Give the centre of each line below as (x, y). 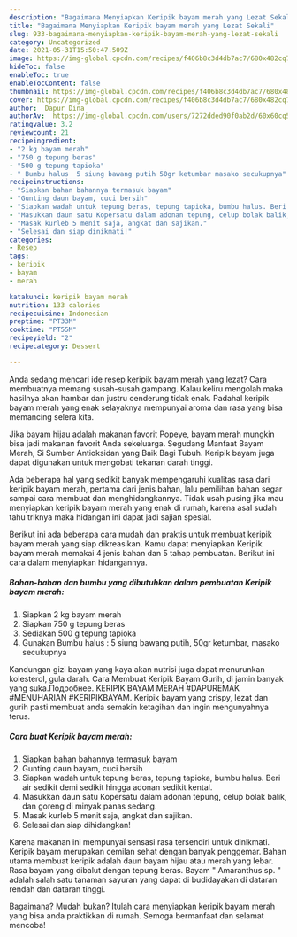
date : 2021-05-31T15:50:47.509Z (69, 50)
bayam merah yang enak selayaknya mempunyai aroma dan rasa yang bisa (146, 407)
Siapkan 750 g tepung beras (73, 623)
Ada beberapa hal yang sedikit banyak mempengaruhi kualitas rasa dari (140, 479)
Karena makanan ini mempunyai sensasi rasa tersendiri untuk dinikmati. (140, 841)
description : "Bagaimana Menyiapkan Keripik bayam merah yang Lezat (138, 17)
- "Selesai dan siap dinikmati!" (71, 231)
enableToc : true (39, 75)
